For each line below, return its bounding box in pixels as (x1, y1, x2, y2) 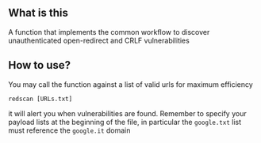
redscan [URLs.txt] (8, 95, 73, 103)
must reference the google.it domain (8, 126, 131, 135)
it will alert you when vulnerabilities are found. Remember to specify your (8, 108, 248, 118)
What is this (8, 6, 69, 20)
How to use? (8, 58, 71, 72)
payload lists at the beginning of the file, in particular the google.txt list (8, 117, 242, 126)
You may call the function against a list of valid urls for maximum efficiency (8, 79, 254, 89)
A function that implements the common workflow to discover (8, 27, 210, 36)
